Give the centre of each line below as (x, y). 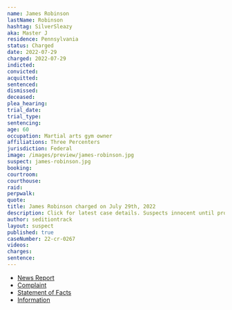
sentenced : (23, 84)
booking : (20, 168)
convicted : (23, 71)
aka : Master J (28, 33)
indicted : (21, 65)
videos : (18, 245)
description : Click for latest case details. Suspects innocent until (111, 213)
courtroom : (23, 174)
